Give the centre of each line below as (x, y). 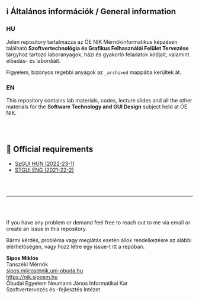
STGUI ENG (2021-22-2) (44, 170)
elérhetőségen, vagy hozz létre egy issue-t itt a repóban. (76, 246)
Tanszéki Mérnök (27, 264)
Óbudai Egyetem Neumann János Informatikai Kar (67, 283)
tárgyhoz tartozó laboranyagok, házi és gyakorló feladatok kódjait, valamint (98, 54)
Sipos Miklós (22, 258)
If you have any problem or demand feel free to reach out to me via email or (98, 222)
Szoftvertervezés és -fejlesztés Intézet (53, 289)
